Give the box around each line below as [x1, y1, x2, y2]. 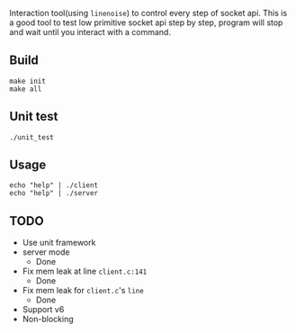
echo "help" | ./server [9, 189, 99, 198]
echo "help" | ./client [9, 181, 99, 190]
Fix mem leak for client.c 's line [22, 285, 144, 296]
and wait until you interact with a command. [9, 27, 171, 37]
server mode [22, 247, 70, 257]
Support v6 [22, 304, 65, 315]
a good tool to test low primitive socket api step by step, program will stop [9, 17, 283, 28]
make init [9, 76, 47, 85]
